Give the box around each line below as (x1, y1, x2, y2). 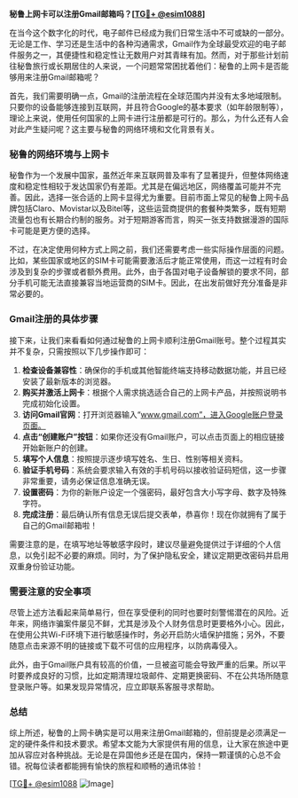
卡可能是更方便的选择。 (9, 225, 95, 236)
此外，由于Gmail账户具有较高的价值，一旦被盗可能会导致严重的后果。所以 (9, 659, 279, 669)
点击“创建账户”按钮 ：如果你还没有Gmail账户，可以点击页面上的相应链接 (21, 431, 286, 442)
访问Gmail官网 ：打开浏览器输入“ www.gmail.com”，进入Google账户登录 (21, 409, 284, 419)
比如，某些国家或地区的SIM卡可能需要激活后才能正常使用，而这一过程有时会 (9, 255, 288, 266)
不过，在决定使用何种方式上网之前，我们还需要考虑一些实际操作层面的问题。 (9, 244, 289, 255)
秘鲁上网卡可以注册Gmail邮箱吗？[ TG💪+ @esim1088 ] (9, 9, 206, 19)
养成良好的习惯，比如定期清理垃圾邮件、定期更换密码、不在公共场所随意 (24, 669, 289, 681)
